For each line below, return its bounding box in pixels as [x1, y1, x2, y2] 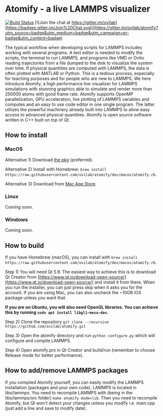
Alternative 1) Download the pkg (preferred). [5, 157, 93, 163]
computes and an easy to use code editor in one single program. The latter [5, 101, 155, 107]
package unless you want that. [5, 295, 67, 301]
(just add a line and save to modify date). [5, 405, 87, 411]
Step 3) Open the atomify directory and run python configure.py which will [5, 333, 155, 339]
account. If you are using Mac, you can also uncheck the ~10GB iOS [5, 290, 142, 296]
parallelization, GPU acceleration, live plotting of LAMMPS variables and [5, 96, 149, 102]
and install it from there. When [94, 279, 155, 285]
